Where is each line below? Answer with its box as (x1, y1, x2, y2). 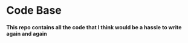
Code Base (6, 4, 62, 17)
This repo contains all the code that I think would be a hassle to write (6, 23, 182, 30)
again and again (6, 30, 47, 37)
